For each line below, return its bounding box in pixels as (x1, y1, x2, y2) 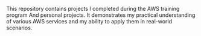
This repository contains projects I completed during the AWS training (6, 5, 180, 12)
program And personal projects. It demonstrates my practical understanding (6, 11, 196, 19)
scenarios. (6, 24, 33, 31)
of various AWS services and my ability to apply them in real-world (6, 18, 173, 25)
